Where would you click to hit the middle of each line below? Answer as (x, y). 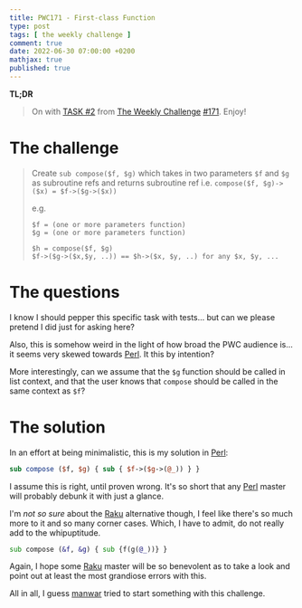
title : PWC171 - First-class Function (82, 18)
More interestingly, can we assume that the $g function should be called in (148, 371)
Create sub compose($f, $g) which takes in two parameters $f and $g (160, 173)
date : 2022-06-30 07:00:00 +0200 (72, 52)
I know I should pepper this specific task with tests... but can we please (142, 317)
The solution (57, 427)
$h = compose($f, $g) (72, 248)
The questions (65, 292)
